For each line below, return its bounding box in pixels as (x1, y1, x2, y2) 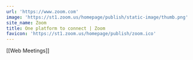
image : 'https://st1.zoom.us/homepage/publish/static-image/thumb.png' (6, 14, 188, 20)
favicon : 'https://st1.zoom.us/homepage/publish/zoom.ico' (6, 31, 157, 37)
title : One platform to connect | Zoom (6, 25, 106, 31)
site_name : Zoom (6, 20, 47, 26)
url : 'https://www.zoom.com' (6, 8, 79, 15)
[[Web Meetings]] (6, 47, 50, 54)
